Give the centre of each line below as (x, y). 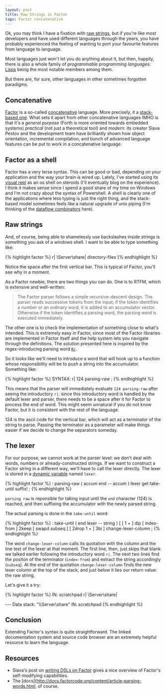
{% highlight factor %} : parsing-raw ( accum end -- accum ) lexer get (77, 483)
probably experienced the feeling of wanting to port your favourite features (82, 44)
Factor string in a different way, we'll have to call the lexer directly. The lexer (83, 468)
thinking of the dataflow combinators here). (49, 209)
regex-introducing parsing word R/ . (41, 349)
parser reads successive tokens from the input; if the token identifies (88, 302)
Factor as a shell (31, 160)
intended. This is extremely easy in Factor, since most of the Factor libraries (83, 333)
